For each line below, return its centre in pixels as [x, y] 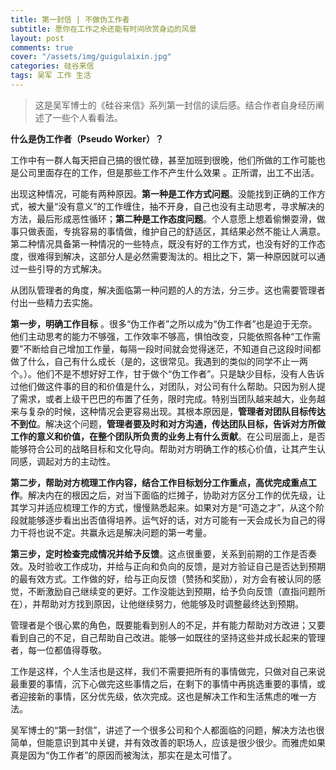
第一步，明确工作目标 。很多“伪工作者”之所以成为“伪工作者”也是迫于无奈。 [164, 323]
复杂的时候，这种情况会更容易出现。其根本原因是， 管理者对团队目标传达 [176, 411]
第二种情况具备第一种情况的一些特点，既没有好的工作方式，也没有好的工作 [163, 243]
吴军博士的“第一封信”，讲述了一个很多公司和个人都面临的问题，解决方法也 [163, 730]
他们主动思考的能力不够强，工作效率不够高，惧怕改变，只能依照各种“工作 [161, 336]
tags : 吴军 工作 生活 [51, 76]
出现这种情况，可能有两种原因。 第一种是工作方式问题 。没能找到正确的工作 [163, 193]
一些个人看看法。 [87, 117]
